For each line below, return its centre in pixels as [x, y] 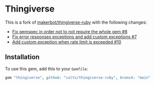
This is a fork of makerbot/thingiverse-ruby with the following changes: [76, 22]
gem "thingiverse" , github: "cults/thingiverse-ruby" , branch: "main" [78, 78]
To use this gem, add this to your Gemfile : [46, 69]
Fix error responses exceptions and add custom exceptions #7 [74, 37]
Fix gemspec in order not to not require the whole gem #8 [70, 31]
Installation [22, 57]
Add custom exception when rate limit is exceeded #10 [67, 42]
